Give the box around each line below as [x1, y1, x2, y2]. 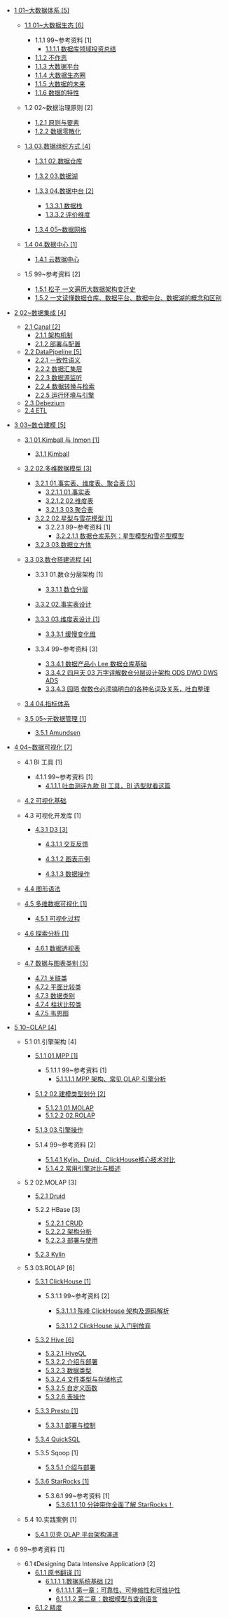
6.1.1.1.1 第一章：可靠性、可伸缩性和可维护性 [55, 1586, 181, 1594]
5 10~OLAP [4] [13, 1023, 57, 1031]
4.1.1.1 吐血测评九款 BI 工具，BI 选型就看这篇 [45, 781, 171, 790]
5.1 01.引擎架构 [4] [24, 1037, 77, 1046]
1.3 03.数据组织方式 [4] [24, 142, 91, 150]
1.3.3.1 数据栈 [45, 202, 83, 210]
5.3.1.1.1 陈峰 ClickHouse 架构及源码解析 [55, 1307, 169, 1315]
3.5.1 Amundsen [34, 729, 81, 736]
